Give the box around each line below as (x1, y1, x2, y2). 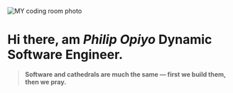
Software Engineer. (7, 47, 123, 63)
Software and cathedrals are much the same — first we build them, (24, 70, 226, 78)
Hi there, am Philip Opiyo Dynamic (7, 32, 212, 48)
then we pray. (24, 77, 67, 86)
